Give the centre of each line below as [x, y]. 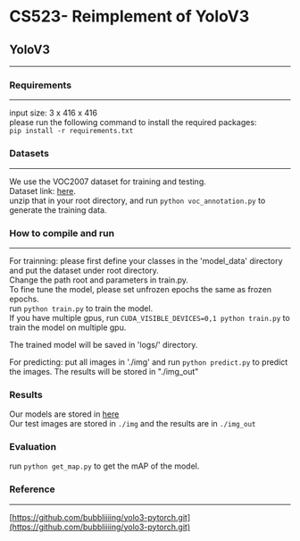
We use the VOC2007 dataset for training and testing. [108, 182]
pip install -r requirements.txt [71, 131]
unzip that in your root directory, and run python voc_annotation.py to [137, 200]
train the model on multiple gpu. [68, 327]
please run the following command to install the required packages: [133, 123]
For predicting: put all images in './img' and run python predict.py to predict [149, 362]
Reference [32, 489]
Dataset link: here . [42, 190]
